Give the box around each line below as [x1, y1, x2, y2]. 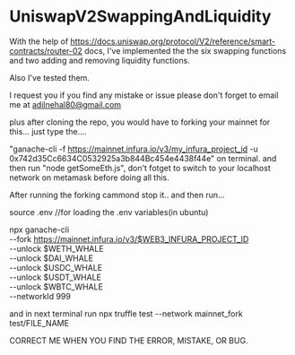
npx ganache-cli [9, 224, 70, 235]
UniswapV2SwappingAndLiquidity [9, 6, 272, 27]
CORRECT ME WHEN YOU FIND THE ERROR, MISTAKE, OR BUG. [9, 334, 248, 346]
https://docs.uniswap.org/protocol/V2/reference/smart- [70, 36, 276, 47]
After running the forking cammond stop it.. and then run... [9, 189, 226, 200]
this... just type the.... [9, 126, 87, 136]
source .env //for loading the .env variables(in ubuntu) [9, 206, 209, 217]
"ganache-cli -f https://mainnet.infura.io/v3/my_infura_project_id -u [9, 143, 258, 154]
